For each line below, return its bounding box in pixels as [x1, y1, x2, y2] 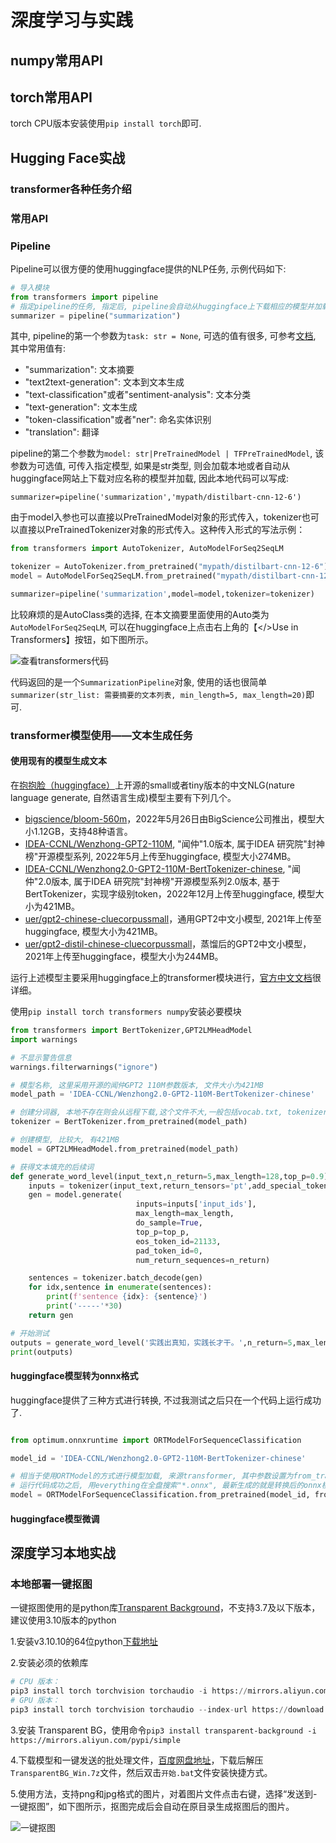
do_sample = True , [135, 1218, 203, 1228]
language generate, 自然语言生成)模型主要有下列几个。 [10, 792, 237, 804]
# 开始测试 [10, 1328, 50, 1338]
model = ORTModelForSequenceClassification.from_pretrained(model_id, [10, 1490, 311, 1500]
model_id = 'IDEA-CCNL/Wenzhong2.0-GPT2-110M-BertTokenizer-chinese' [10, 1453, 307, 1463]
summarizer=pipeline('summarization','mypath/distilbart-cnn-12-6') [10, 492, 302, 503]
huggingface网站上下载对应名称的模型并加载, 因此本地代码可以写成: [10, 472, 289, 485]
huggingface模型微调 [10, 1512, 100, 1525]
